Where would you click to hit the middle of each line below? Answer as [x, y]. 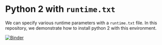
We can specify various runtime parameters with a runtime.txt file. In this [81, 23]
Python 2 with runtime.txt [60, 9]
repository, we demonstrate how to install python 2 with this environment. [81, 28]
